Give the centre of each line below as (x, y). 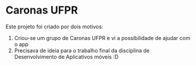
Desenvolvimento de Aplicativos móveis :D (66, 57)
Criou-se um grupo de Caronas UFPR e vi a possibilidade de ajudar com (102, 38)
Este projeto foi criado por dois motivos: (54, 27)
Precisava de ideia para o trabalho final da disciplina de (82, 50)
